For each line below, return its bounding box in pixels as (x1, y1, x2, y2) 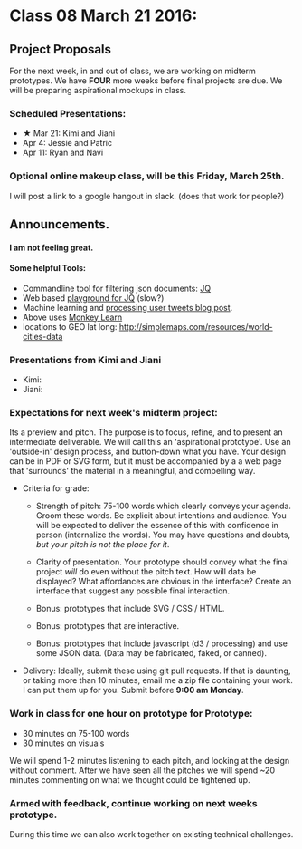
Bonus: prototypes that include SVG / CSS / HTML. (35, 603, 225, 614)
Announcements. (9, 217, 110, 232)
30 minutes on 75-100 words (22, 728, 130, 738)
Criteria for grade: (22, 483, 90, 494)
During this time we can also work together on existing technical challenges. (9, 828, 294, 839)
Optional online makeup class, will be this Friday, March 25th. (9, 169, 285, 182)
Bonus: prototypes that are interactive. (35, 621, 180, 632)
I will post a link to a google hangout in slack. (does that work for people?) (9, 190, 285, 201)
